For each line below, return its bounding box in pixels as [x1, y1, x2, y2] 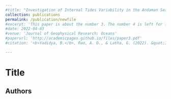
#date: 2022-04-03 [5, 26, 44, 31]
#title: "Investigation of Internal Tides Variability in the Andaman [5, 7, 158, 13]
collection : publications [5, 12, 60, 17]
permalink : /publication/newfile [5, 17, 76, 22]
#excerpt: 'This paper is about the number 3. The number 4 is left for [5, 21, 163, 27]
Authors [5, 87, 32, 95]
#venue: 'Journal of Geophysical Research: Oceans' [5, 31, 117, 36]
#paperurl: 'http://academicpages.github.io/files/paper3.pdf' [5, 36, 142, 41]
